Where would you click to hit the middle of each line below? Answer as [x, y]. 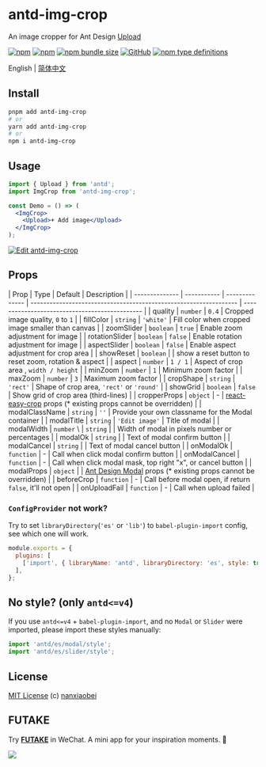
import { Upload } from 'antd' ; [61, 184]
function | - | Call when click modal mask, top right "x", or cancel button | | [130, 462]
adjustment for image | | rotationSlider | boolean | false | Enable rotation [125, 336]
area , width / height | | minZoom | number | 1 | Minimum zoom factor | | [125, 370]
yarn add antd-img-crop [47, 127]
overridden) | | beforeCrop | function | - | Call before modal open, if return [129, 479]
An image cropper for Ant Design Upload [75, 36]
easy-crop [25, 403]
